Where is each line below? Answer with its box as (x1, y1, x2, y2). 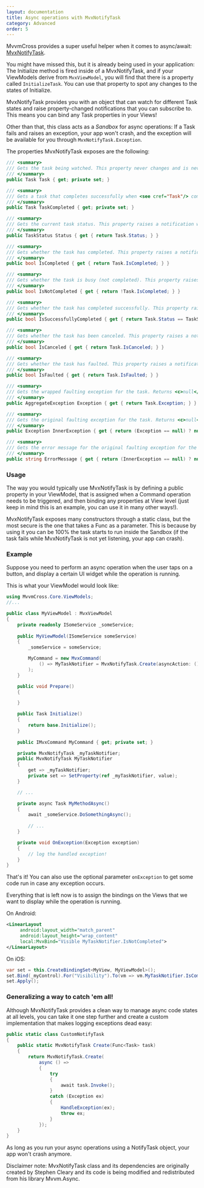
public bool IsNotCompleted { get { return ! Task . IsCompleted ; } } (6, 288, 181, 294)
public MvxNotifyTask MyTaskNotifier (17, 756, 113, 762)
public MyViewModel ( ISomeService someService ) (17, 633, 137, 639)
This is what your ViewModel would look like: (6, 582, 119, 589)
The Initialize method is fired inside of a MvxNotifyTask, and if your (6, 68, 174, 75)
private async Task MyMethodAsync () (17, 801, 110, 807)
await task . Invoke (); (60, 1082, 115, 1088)
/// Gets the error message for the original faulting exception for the (6, 445, 197, 451)
